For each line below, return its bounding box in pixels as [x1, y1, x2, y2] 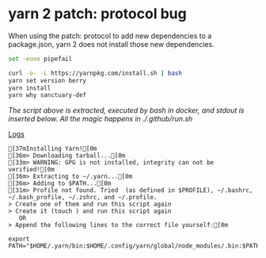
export [8, 235, 30, 243]
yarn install [8, 84, 51, 92]
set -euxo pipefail [8, 55, 73, 63]
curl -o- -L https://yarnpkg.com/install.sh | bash [8, 69, 182, 77]
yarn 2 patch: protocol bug [8, 5, 188, 23]
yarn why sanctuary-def [8, 91, 87, 99]
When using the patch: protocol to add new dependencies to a [8, 31, 212, 40]
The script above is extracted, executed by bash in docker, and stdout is [8, 106, 245, 115]
